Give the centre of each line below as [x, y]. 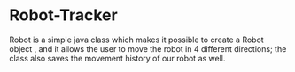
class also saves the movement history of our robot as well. [117, 58]
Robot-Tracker [63, 15]
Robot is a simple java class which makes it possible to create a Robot [136, 40]
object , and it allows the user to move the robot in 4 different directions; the [148, 48]
